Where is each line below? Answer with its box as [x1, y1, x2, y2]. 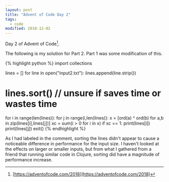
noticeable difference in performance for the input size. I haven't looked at [5, 140, 159, 146]
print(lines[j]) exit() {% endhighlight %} [5, 125, 86, 131]
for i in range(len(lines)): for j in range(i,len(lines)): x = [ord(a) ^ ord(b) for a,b [5, 115, 164, 121]
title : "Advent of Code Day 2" [5, 12, 71, 17]
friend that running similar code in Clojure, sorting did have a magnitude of [5, 151, 160, 157]
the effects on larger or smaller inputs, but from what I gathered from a [5, 146, 152, 152]
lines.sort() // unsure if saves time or [5, 87, 161, 99]
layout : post [5, 7, 33, 13]
